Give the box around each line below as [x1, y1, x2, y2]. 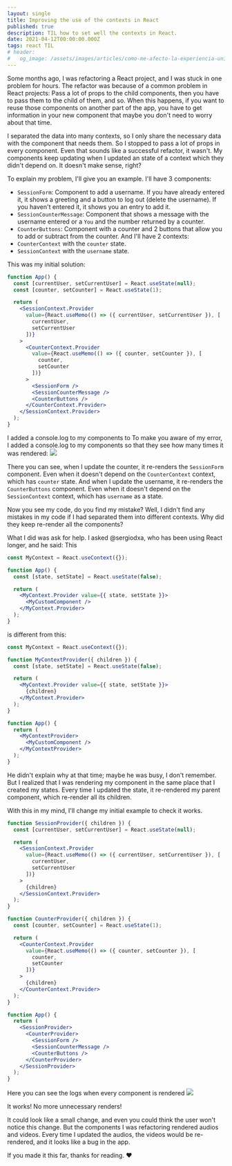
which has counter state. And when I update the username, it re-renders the [7, 477, 223, 485]
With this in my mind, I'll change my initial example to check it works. [7, 806, 202, 814]
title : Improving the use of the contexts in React [7, 17, 159, 24]
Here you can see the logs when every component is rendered [7, 1089, 185, 1097]
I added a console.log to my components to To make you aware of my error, [7, 433, 223, 441]
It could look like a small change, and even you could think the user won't [7, 1115, 216, 1124]
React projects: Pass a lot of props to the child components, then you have [7, 89, 220, 97]
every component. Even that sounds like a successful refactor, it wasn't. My [7, 146, 223, 154]
